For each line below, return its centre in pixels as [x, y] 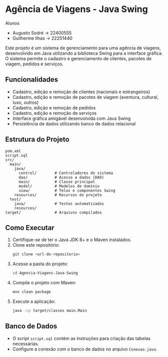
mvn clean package [32, 292]
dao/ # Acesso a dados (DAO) [61, 177]
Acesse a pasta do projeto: [40, 264]
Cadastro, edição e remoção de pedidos [54, 108]
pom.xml [13, 151]
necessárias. [26, 343]
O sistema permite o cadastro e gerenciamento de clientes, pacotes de [78, 58]
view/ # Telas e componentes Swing [67, 191]
